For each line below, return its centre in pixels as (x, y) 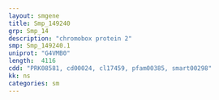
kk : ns (19, 76)
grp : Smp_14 (28, 31)
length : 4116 (32, 61)
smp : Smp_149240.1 (39, 46)
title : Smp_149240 (39, 23)
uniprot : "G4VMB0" (39, 53)
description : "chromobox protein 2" (70, 38)
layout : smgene (34, 16)
